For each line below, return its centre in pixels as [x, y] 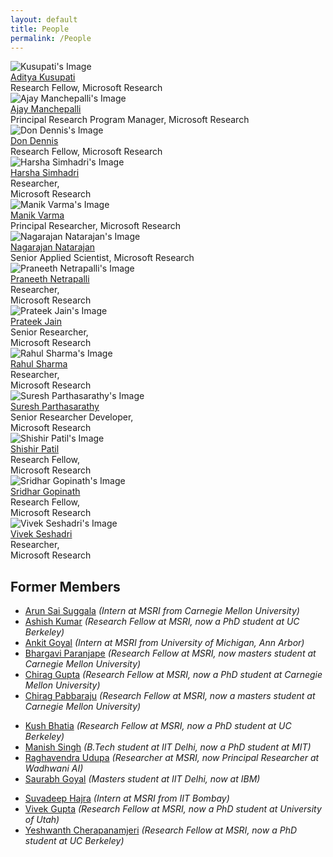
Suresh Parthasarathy [55, 407]
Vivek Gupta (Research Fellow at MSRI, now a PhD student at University [173, 809]
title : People [40, 29]
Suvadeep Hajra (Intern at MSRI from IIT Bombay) [127, 798]
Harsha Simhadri [45, 173]
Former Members [65, 586]
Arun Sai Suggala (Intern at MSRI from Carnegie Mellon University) [162, 611]
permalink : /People [51, 38]
